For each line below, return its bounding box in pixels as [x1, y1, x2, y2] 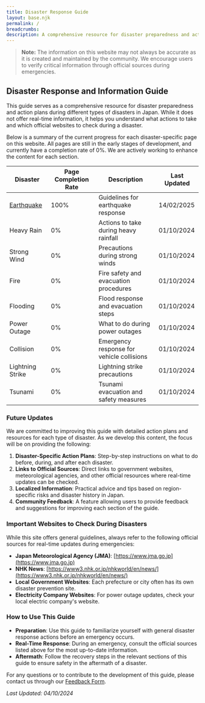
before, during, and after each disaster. [15, 459, 114, 466]
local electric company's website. [15, 598, 99, 605]
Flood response [98, 294, 143, 303]
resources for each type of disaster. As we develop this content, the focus [6, 434, 193, 442]
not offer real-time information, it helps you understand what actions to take [6, 115, 197, 122]
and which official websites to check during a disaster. [6, 121, 143, 129]
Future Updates [6, 413, 54, 422]
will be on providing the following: [6, 440, 92, 448]
